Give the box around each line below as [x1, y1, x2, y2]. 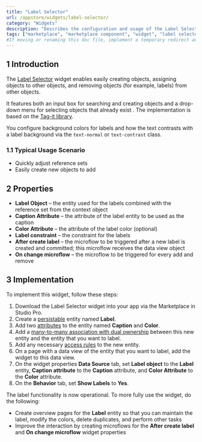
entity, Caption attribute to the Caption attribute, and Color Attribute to [14, 367, 194, 374]
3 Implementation [6, 275, 74, 285]
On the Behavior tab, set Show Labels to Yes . [14, 379, 129, 386]
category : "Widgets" [6, 20, 58, 26]
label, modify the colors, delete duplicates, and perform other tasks [14, 415, 182, 423]
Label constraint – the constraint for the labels [14, 231, 130, 239]
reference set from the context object [14, 206, 108, 213]
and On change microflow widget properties [14, 428, 126, 435]
